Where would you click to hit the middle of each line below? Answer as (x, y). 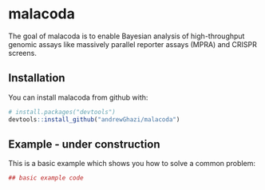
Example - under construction (84, 144)
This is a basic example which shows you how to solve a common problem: (132, 164)
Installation (37, 78)
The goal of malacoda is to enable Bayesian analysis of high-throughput (127, 36)
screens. (23, 53)
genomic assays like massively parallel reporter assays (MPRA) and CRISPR (132, 44)
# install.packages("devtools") (62, 112)
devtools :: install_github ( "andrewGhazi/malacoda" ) (94, 119)
